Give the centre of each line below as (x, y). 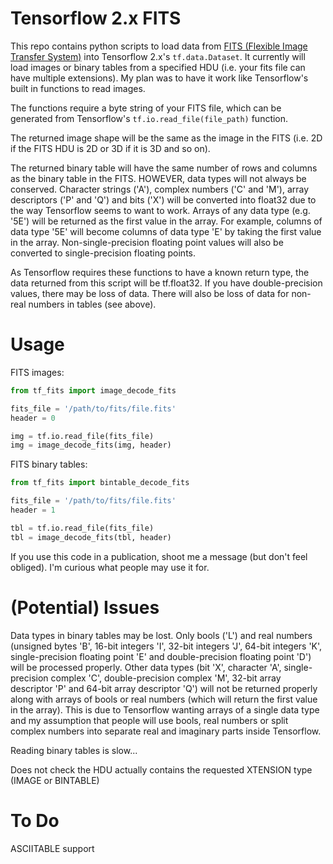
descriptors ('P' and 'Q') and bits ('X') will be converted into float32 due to (163, 199)
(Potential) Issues (85, 607)
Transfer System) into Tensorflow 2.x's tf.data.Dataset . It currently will (158, 56)
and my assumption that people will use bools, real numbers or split (149, 720)
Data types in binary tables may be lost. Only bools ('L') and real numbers (161, 635)
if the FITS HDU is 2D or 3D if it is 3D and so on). (110, 148)
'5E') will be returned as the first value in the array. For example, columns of (166, 221)
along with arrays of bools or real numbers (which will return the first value (164, 699)
